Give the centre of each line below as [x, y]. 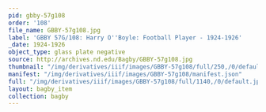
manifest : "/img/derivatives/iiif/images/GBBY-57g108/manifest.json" [125, 74]
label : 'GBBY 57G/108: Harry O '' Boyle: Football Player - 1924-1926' [125, 37]
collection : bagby [38, 96]
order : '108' [30, 23]
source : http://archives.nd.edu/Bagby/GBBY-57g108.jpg [101, 60]
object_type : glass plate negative [67, 52]
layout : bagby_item [40, 89]
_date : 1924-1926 [37, 45]
